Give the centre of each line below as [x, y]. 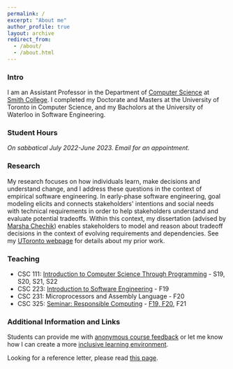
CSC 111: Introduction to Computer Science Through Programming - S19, [121, 274]
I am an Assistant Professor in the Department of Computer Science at [108, 92]
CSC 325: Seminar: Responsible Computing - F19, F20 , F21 [102, 304]
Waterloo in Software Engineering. [57, 115]
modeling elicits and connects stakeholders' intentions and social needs [111, 203]
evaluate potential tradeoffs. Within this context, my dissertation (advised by [117, 218]
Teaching [23, 259]
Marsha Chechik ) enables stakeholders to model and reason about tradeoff [115, 226]
